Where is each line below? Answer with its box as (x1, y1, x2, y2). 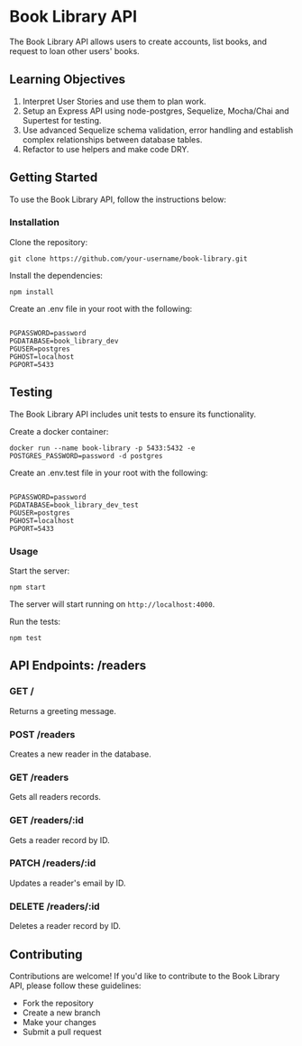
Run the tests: (9, 616, 61, 627)
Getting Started (9, 170, 98, 186)
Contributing (9, 947, 83, 962)
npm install (9, 287, 54, 297)
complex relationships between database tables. (22, 133, 203, 145)
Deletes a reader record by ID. (9, 921, 122, 931)
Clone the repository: (9, 236, 88, 247)
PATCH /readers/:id (9, 857, 96, 869)
